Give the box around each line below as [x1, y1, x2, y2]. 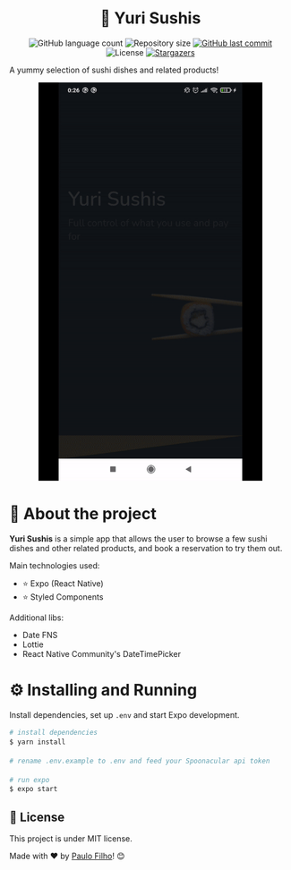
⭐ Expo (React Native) [21, 578, 105, 589]
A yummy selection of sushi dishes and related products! [9, 64, 219, 75]
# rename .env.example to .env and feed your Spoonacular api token [9, 756, 270, 765]
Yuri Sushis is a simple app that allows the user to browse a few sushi [9, 533, 268, 544]
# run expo [9, 775, 50, 784]
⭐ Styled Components [21, 592, 104, 602]
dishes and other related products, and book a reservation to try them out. [9, 543, 283, 554]
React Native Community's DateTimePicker [21, 649, 182, 660]
